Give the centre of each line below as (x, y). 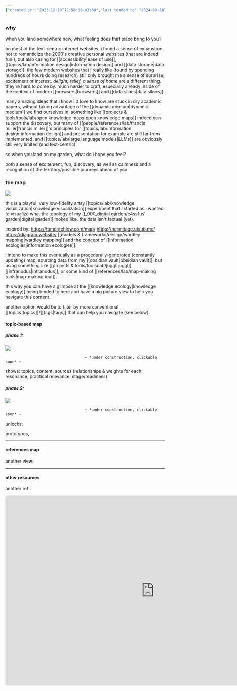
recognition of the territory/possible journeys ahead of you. (67, 169)
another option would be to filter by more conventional (62, 307)
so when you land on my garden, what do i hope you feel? (66, 154)
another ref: (18, 489)
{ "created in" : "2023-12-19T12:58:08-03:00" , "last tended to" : (72, 10)
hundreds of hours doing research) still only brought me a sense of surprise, (85, 75)
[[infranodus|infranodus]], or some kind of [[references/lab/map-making (81, 271)
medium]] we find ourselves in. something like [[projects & (66, 112)
